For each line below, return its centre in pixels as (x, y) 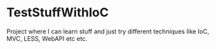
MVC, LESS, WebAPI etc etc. (47, 38)
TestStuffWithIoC (58, 13)
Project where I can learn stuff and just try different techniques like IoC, (108, 31)
